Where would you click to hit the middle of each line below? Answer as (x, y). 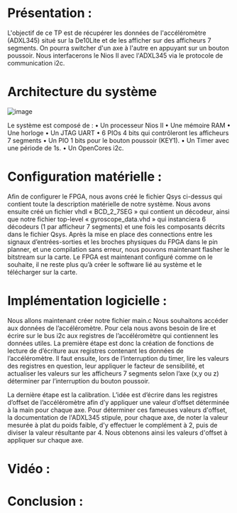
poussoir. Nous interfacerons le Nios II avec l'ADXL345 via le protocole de (115, 55)
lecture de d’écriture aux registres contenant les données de (95, 351)
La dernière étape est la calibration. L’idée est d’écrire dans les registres (112, 395)
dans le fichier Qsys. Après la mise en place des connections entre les (110, 234)
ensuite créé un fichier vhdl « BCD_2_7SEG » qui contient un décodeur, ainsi (118, 211)
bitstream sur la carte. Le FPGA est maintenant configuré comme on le (110, 257)
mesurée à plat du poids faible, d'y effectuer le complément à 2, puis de (112, 425)
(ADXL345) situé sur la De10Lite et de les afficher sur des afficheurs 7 (109, 40)
